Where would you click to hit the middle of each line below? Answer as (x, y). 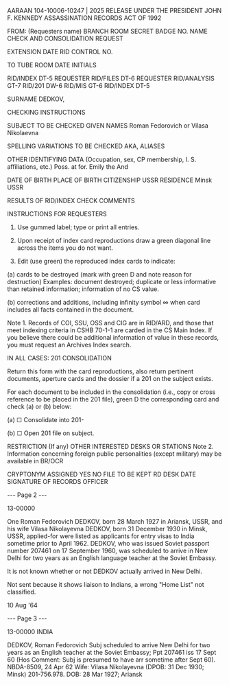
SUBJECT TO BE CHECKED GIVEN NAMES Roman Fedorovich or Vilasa (108, 126)
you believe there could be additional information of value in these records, (113, 337)
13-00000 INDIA (30, 632)
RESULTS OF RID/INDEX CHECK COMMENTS (71, 200)
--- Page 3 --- (27, 618)
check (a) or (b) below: (39, 406)
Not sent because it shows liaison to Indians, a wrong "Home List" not (106, 584)
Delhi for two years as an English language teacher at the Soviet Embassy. (112, 558)
